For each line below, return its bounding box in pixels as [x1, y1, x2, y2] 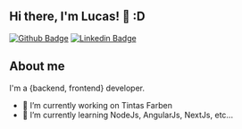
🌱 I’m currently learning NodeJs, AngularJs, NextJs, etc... [21, 109, 234, 120]
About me [9, 59, 65, 74]
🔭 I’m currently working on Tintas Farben [21, 99, 172, 110]
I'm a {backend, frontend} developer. [9, 82, 146, 93]
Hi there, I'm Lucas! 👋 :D [9, 9, 146, 24]
